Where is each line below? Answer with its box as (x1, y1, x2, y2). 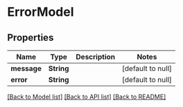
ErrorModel (7, 4, 74, 20)
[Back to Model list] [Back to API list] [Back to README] (7, 93, 166, 101)
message (10, 64, 42, 73)
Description (76, 52, 116, 61)
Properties (7, 32, 54, 43)
